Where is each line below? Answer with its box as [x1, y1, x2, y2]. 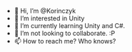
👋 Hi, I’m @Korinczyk [14, 7, 76, 15]
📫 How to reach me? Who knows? [14, 37, 116, 45]
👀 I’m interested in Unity [14, 14, 85, 22]
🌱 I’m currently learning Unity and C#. [14, 22, 126, 30]
